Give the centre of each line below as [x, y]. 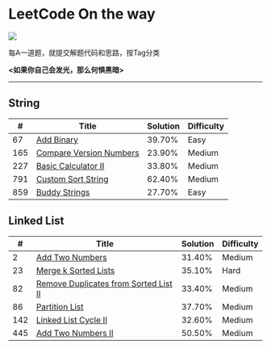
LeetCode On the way [82, 14]
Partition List [60, 306]
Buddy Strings [63, 192]
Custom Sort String [72, 179]
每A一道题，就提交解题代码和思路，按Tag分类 [84, 53]
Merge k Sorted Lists [75, 270]
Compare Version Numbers [88, 153]
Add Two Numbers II [75, 333]
